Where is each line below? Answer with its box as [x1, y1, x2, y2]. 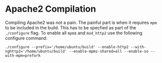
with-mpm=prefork [5, 53, 41, 58]
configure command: [5, 35, 48, 41]
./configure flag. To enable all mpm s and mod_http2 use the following [5, 30, 143, 36]
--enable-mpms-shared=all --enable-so [68, 49, 149, 54]
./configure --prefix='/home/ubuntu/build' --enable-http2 [5, 44, 129, 49]
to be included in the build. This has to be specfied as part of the [5, 24, 136, 30]
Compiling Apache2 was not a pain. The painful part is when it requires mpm [5, 20, 157, 25]
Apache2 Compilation [5, 3, 96, 15]
